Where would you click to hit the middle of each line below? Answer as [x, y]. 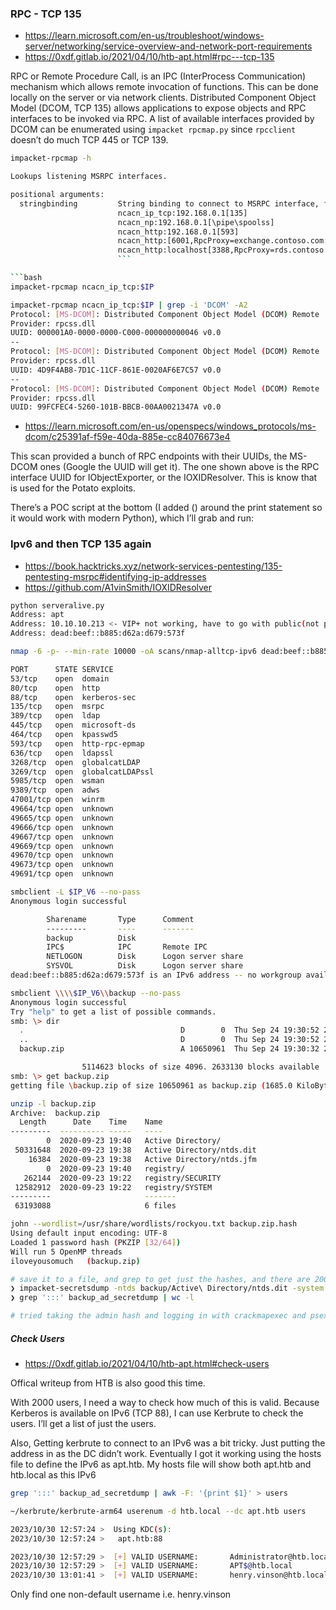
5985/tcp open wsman [57, 781]
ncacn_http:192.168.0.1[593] [178, 232]
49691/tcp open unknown [62, 874]
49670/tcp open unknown [62, 855]
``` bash [26, 278]
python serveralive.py [57, 605]
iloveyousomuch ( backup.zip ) [75, 1261]
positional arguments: [57, 195]
